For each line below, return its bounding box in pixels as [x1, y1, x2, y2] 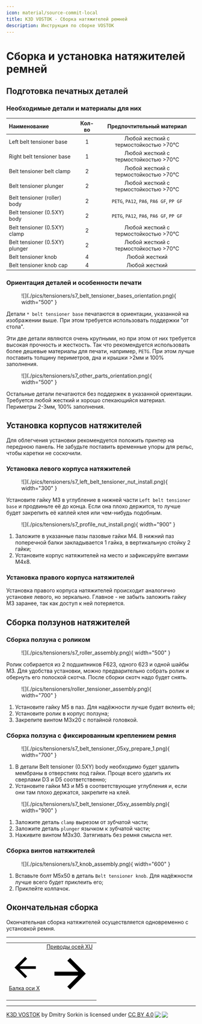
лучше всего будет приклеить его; [14, 878, 104, 886]
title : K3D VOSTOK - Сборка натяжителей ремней [6, 16, 128, 22]
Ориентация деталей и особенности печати [6, 278, 142, 287]
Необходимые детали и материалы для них [6, 104, 142, 112]
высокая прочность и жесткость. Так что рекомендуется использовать [6, 341, 191, 348]
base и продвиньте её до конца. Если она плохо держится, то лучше [6, 503, 181, 510]
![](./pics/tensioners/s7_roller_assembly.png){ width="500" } [21, 649, 171, 656]
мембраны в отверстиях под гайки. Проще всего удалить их [14, 770, 171, 777]
